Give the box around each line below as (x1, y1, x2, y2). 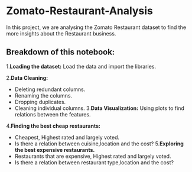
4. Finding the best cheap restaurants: (6, 122, 100, 129)
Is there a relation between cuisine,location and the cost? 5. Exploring (14, 140, 184, 147)
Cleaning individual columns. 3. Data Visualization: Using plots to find (14, 105, 184, 112)
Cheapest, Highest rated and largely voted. (14, 134, 120, 141)
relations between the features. (14, 111, 91, 118)
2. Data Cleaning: (6, 74, 48, 81)
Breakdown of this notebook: (6, 47, 115, 57)
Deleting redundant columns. (14, 86, 86, 93)
